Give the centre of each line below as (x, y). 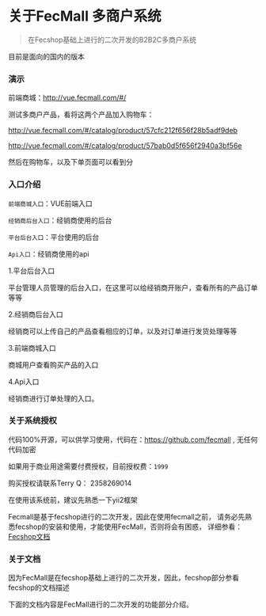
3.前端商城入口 (32, 348)
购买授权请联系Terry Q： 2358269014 (70, 483)
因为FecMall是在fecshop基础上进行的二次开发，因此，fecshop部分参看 (124, 578)
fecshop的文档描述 (39, 587)
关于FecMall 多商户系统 (85, 16)
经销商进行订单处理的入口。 (53, 398)
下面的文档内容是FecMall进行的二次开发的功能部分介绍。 (101, 605)
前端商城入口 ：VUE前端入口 (50, 203)
